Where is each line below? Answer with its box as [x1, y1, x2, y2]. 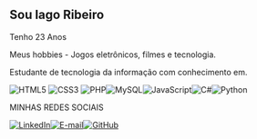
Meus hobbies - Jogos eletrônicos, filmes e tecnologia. [9, 49, 217, 60]
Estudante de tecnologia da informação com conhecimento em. [9, 66, 248, 77]
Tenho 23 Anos [9, 31, 67, 42]
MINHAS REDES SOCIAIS [9, 102, 104, 113]
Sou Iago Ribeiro [9, 7, 105, 23]
